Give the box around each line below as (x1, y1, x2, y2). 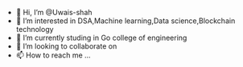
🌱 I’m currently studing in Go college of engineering (15, 33, 187, 42)
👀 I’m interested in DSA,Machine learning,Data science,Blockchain (15, 16, 236, 26)
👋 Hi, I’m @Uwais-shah (15, 8, 93, 17)
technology (15, 25, 54, 33)
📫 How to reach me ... (15, 50, 91, 60)
